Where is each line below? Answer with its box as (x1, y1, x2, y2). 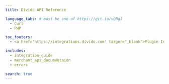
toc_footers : (5, 34, 33, 40)
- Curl (10, 21, 24, 26)
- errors (10, 62, 28, 67)
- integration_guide (10, 53, 53, 58)
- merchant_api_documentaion (10, 57, 71, 62)
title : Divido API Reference (5, 7, 66, 12)
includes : (5, 48, 26, 53)
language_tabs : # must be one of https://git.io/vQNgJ (5, 16, 123, 21)
